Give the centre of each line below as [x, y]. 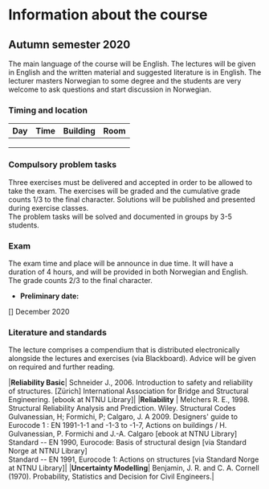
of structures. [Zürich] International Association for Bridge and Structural [128, 391]
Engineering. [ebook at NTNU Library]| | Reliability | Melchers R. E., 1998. [129, 400]
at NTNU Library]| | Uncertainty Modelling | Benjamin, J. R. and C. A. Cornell [134, 468]
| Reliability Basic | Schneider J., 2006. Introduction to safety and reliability [130, 383]
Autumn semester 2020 [69, 45]
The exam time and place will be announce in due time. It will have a [121, 263]
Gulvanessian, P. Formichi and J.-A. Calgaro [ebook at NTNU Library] [123, 434]
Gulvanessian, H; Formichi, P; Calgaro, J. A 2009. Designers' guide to [123, 417]
